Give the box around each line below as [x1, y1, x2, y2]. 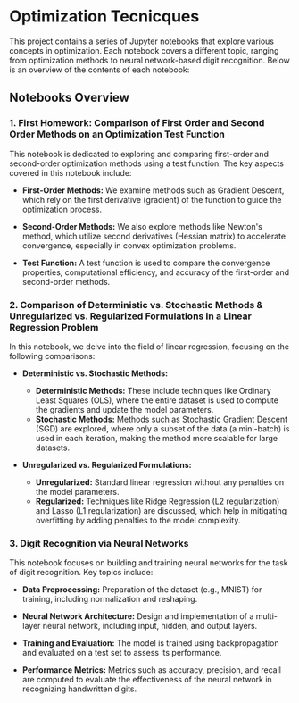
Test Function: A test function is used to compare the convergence [21, 257, 270, 268]
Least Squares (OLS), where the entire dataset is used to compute [35, 395, 279, 406]
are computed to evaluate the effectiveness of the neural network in [21, 674, 272, 685]
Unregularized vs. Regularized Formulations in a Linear [9, 310, 252, 322]
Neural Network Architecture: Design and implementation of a [21, 611, 254, 622]
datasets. [35, 442, 70, 453]
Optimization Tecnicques [9, 6, 200, 27]
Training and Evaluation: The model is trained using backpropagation [21, 638, 279, 649]
